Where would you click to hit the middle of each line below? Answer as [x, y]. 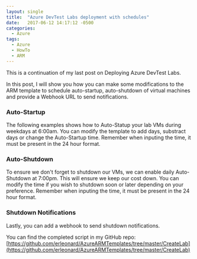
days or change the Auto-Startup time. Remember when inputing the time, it [98, 138]
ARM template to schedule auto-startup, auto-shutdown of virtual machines [98, 90]
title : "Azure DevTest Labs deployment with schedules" [78, 17]
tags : [13, 39]
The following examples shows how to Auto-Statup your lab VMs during [94, 124]
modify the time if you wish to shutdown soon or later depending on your [95, 185]
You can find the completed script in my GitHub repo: [71, 237]
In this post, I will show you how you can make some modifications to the [95, 84]
